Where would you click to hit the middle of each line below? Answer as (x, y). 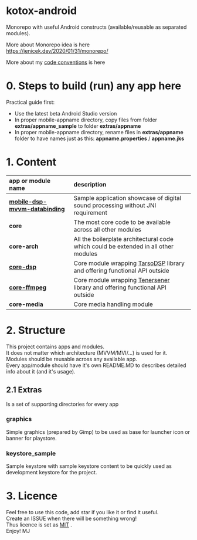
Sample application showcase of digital (128, 198)
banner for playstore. (31, 438)
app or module (30, 181)
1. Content (31, 162)
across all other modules (108, 229)
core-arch (24, 246)
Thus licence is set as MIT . (39, 525)
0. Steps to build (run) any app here (94, 86)
